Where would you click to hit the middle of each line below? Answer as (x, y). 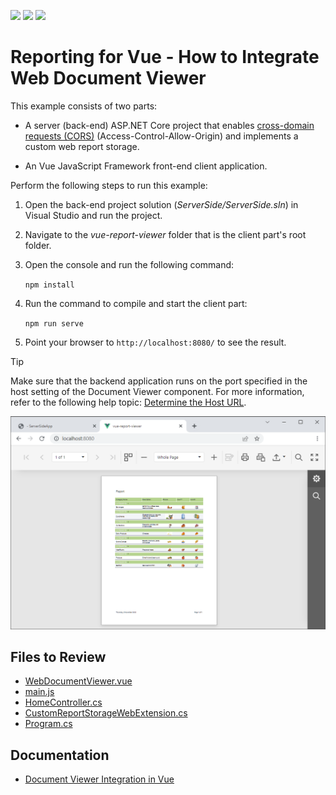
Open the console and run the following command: (129, 264)
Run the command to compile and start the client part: (136, 303)
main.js (39, 692)
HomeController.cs (63, 702)
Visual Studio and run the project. (93, 215)
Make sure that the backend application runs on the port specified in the (159, 381)
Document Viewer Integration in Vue (99, 779)
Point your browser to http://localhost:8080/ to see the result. (155, 342)
